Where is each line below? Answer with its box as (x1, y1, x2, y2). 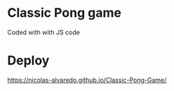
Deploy (7, 52, 50, 69)
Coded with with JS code (7, 28, 81, 36)
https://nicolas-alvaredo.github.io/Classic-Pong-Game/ (7, 76, 167, 84)
